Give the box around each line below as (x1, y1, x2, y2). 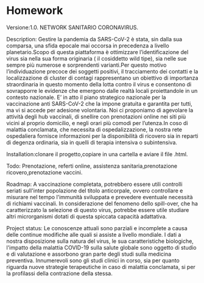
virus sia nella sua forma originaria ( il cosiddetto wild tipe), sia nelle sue (6, 55, 187, 62)
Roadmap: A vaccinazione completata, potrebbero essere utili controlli (6, 180, 183, 188)
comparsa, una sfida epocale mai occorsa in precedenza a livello (6, 42, 169, 49)
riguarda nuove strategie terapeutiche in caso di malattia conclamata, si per (6, 263, 196, 270)
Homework (6, 4, 63, 18)
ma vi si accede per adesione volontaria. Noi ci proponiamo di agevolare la (6, 106, 194, 114)
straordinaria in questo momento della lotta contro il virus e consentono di (6, 80, 192, 88)
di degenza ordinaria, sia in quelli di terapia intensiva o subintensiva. (6, 138, 178, 146)
